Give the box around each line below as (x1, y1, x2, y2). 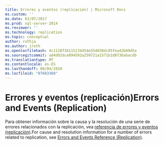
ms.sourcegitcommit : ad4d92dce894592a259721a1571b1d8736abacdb (5, 52, 137, 58)
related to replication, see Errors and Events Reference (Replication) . (5, 134, 143, 140)
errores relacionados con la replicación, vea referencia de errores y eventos (5, 123, 158, 130)
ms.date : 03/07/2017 (5, 16, 47, 21)
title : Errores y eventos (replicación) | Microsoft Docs (5, 7, 126, 12)
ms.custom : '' (5, 12, 34, 17)
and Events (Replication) (5, 102, 107, 114)
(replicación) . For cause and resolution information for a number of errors (5, 129, 152, 135)
